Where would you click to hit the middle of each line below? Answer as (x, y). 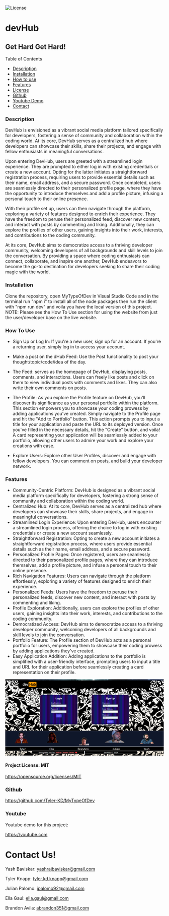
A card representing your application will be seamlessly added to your (85, 435)
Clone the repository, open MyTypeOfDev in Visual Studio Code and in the (82, 296)
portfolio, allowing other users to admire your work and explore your (83, 440)
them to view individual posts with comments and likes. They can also (85, 382)
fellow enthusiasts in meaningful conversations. (55, 152)
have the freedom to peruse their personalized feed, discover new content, (83, 219)
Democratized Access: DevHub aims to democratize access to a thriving (88, 624)
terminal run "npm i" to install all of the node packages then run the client (81, 301)
